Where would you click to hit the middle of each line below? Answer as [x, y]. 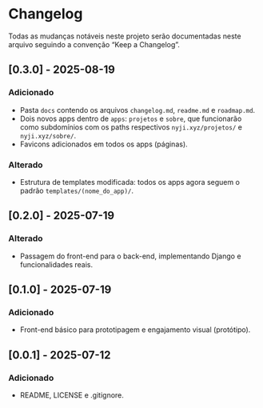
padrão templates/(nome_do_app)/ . [77, 190]
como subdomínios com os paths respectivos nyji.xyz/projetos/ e [131, 127]
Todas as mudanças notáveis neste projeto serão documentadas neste [125, 36]
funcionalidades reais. [56, 264]
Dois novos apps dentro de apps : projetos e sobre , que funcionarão [131, 118]
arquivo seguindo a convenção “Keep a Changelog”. [94, 44]
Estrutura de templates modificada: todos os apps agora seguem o [130, 182]
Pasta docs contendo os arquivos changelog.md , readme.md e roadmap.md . [137, 110]
